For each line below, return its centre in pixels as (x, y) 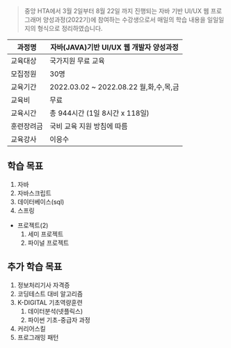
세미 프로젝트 (46, 234)
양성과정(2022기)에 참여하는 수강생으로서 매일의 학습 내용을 (124, 20)
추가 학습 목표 (35, 267)
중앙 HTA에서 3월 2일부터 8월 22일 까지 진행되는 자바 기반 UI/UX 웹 (117, 11)
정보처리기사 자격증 (43, 285)
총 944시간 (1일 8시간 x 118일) (99, 113)
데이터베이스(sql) (41, 202)
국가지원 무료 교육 (77, 61)
